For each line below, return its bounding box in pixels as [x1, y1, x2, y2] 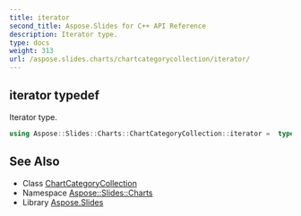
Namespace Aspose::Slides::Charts [21, 187, 153, 198]
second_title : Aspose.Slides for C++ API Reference [9, 22, 206, 30]
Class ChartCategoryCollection [21, 177, 137, 188]
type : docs [9, 38, 50, 48]
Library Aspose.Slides [21, 196, 104, 207]
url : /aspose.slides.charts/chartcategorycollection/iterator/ [9, 55, 251, 64]
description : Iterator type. [9, 30, 118, 39]
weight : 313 [9, 47, 54, 56]
